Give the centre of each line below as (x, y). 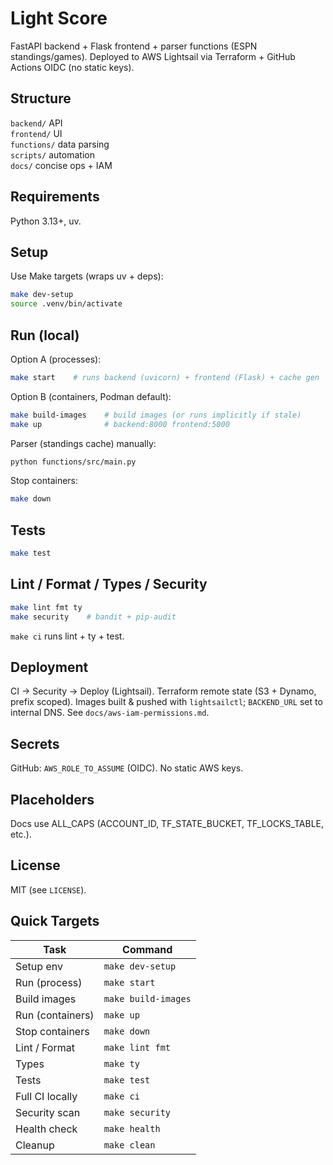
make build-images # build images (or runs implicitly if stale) (156, 415)
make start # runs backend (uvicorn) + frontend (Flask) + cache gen (165, 377)
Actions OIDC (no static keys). (72, 67)
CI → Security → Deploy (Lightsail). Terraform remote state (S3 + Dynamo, (163, 691)
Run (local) (45, 335)
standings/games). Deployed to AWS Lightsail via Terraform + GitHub (153, 56)
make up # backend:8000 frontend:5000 (120, 424)
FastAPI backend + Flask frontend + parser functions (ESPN (134, 46)
